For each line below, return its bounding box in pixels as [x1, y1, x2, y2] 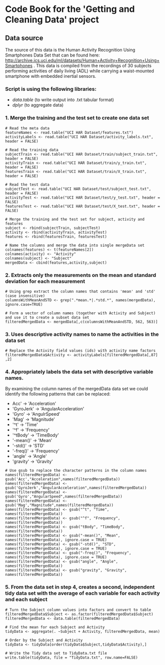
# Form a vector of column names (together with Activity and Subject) [5, 311, 156, 316]
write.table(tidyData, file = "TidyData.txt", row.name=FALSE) [5, 655, 138, 660]
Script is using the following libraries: [5, 85, 97, 92]
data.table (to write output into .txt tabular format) [12, 97, 115, 103]
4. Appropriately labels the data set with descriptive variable [5, 368, 154, 375]
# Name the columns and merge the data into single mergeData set [5, 243, 145, 248]
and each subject [5, 596, 48, 603]
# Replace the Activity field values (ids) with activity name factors [5, 348, 156, 353]
